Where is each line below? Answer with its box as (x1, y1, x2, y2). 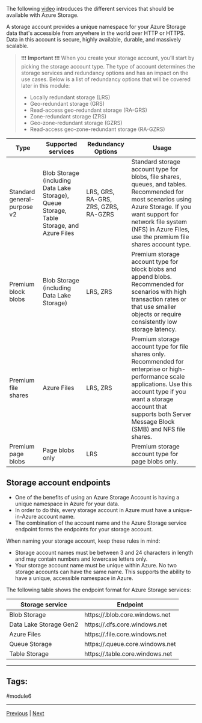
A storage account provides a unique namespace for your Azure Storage (6, 23, 186, 30)
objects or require (131, 310, 182, 318)
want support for (131, 210, 179, 218)
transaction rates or (131, 295, 187, 303)
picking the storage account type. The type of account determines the (20, 63, 195, 70)
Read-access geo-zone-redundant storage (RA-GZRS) (29, 126, 165, 133)
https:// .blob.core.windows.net (84, 610, 171, 618)
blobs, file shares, (131, 172, 182, 181)
